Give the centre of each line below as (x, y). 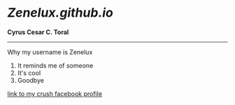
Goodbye (30, 80)
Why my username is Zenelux (50, 52)
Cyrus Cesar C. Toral (38, 32)
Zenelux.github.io (60, 13)
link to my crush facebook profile (55, 94)
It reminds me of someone (55, 65)
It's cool (29, 73)
